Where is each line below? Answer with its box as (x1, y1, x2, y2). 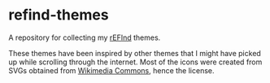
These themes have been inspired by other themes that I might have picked (8, 48, 262, 58)
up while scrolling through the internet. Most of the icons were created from (8, 57, 263, 67)
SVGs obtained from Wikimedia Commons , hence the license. (8, 65, 215, 75)
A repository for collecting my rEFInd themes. (8, 33, 161, 42)
